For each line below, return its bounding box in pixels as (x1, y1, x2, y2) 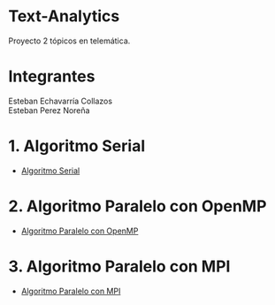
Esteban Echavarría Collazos (8, 95, 112, 106)
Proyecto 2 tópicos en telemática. (8, 35, 131, 46)
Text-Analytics (8, 6, 120, 27)
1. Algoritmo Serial (8, 136, 146, 156)
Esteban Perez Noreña (8, 104, 90, 116)
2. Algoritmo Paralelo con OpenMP (8, 196, 267, 216)
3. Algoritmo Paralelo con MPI (8, 256, 231, 276)
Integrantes (8, 66, 95, 87)
